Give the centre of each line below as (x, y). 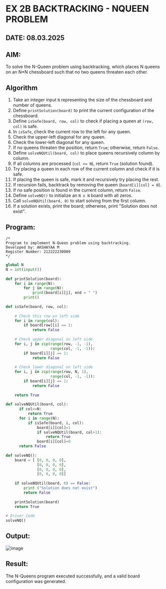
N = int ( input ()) (24, 269)
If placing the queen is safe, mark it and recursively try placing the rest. (86, 179)
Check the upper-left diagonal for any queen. (59, 137)
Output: (18, 536)
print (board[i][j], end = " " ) (65, 293)
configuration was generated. (36, 581)
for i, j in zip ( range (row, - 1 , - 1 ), (54, 344)
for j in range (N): (44, 288)
